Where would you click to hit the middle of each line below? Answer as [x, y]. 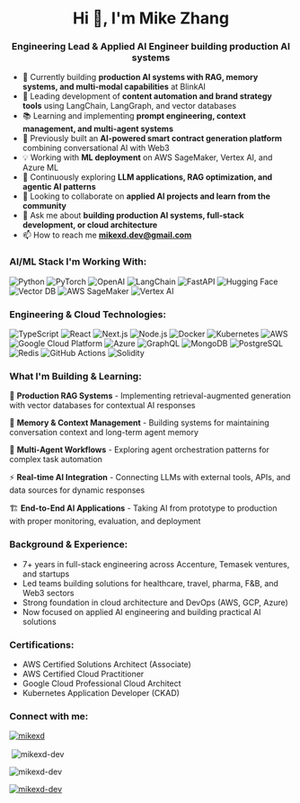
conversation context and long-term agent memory [104, 433]
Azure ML [40, 168]
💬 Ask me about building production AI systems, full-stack [133, 216]
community [44, 206]
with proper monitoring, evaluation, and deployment [105, 522]
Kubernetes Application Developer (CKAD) [101, 692]
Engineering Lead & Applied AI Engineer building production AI [151, 47]
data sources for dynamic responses [77, 490]
